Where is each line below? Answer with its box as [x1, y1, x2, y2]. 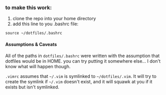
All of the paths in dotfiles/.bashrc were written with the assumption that [5, 53, 160, 59]
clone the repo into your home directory [12, 16, 96, 22]
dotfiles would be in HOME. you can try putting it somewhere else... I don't [5, 58, 161, 64]
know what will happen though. [5, 63, 71, 69]
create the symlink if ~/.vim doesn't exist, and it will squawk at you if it [5, 78, 152, 84]
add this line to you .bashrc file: [12, 21, 79, 27]
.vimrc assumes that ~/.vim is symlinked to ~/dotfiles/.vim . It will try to [5, 73, 156, 79]
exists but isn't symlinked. [5, 84, 59, 90]
